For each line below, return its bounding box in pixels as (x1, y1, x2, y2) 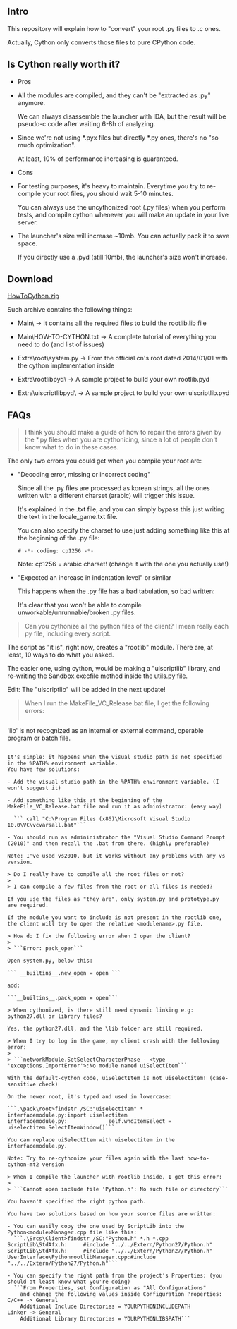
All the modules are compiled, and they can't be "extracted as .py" (17, 91, 211, 99)
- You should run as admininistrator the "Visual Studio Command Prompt (7, 834, 226, 842)
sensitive (7, 1081, 37, 1088)
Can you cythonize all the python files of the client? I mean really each (24, 622, 229, 631)
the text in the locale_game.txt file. (17, 513, 118, 521)
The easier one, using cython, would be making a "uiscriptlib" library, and (7, 664, 221, 673)
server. (17, 218, 39, 226)
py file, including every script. (24, 629, 111, 638)
